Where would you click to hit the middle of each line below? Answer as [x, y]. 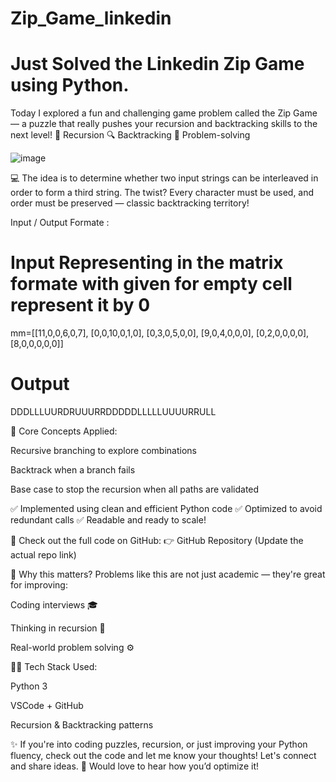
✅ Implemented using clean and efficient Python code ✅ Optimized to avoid [166, 508]
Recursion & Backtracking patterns [82, 725]
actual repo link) [43, 555]
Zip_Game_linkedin [91, 18]
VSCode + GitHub [47, 705]
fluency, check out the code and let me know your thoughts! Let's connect [163, 755]
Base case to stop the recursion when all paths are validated [135, 489]
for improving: [39, 585]
